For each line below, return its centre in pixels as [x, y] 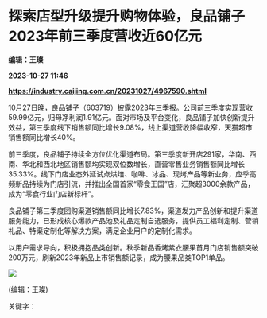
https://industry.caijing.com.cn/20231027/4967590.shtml [107, 91]
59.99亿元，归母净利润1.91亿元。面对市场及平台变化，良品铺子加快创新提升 [132, 117]
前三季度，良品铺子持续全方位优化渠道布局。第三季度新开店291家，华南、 [129, 154]
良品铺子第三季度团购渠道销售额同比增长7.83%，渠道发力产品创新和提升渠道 [133, 211]
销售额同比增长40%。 [44, 137]
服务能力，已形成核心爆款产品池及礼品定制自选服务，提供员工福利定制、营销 [133, 220]
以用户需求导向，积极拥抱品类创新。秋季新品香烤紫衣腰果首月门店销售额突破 [133, 247]
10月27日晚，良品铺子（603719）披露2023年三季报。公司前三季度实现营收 [131, 107]
